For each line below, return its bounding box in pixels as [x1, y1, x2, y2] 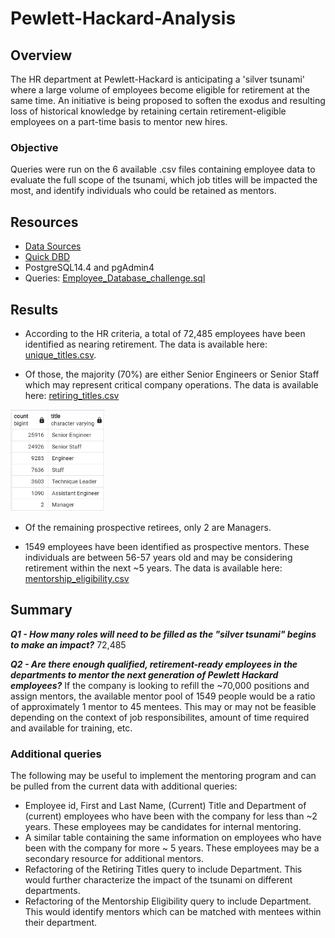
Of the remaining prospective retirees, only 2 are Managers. [24, 521, 272, 533]
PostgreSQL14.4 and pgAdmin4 [24, 262, 155, 274]
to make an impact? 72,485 [10, 638, 127, 651]
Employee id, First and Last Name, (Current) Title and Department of [24, 800, 307, 812]
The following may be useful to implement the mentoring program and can [10, 770, 317, 782]
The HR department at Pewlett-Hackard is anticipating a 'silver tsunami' [10, 73, 306, 85]
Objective [10, 140, 59, 154]
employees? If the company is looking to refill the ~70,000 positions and [10, 679, 310, 691]
